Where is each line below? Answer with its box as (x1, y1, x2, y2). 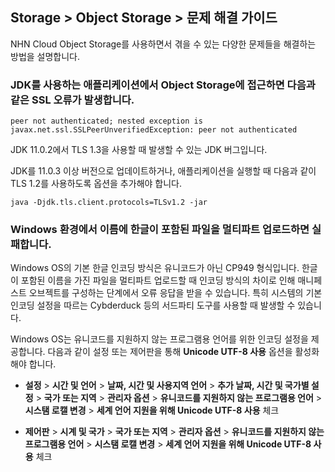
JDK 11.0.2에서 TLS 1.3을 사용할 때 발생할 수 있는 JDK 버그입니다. (10, 144, 268, 156)
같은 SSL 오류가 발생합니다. (10, 93, 135, 107)
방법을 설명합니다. (10, 50, 81, 62)
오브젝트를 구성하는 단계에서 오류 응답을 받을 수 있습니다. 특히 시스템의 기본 (28, 287, 323, 299)
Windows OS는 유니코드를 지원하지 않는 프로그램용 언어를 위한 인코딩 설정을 (10, 333, 309, 345)
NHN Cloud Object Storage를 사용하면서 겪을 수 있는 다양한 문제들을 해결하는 (10, 38, 317, 50)
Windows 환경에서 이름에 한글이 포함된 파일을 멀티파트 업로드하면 (10, 223, 310, 237)
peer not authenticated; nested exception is (10, 116, 203, 127)
